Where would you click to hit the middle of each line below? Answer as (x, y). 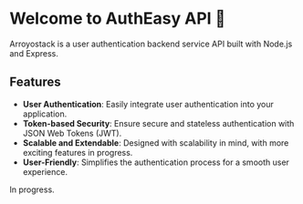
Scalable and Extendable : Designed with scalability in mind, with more (156, 143)
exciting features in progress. (78, 152)
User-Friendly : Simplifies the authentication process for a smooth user (156, 162)
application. (45, 114)
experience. (45, 171)
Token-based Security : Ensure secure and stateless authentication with (158, 123)
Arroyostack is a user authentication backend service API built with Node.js (151, 44)
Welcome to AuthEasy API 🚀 (118, 19)
